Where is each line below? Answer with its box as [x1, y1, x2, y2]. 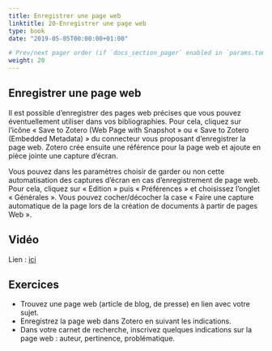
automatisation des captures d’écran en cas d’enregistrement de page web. [8, 175, 261, 184]
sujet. [19, 308, 39, 318]
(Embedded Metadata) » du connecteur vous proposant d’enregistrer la [8, 133, 246, 143]
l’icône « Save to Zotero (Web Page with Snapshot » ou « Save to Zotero [8, 125, 249, 134]
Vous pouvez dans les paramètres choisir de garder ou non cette [8, 167, 225, 176]
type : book [8, 27, 45, 35]
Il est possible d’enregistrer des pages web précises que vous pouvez [8, 108, 241, 117]
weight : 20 [8, 57, 45, 65]
